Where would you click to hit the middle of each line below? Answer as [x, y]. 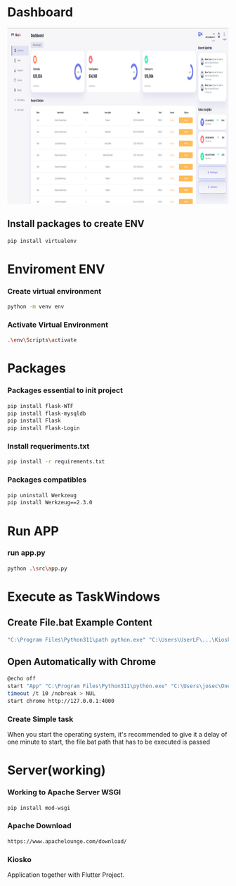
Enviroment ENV [56, 269]
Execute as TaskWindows [84, 597]
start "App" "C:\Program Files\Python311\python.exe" [88, 686]
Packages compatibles [47, 480]
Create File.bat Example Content [80, 623]
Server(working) [57, 770]
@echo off [22, 679]
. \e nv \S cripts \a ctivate [42, 340]
